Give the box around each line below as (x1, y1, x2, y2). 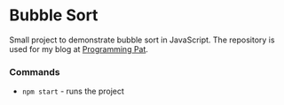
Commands (9, 65, 60, 78)
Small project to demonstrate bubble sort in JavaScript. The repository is (9, 34, 275, 45)
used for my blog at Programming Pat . (9, 43, 149, 54)
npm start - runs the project (21, 86, 124, 97)
